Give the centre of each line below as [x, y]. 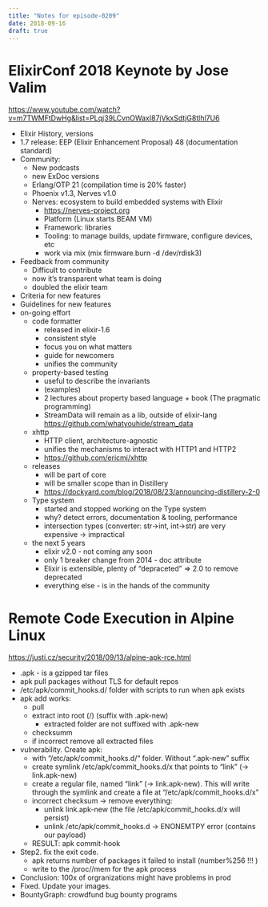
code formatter [56, 321]
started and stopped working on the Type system [125, 509]
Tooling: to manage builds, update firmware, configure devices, [148, 236]
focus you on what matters [88, 347]
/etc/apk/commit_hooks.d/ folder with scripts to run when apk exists [132, 690]
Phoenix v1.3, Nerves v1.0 [74, 193]
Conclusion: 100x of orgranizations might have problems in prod [126, 878]
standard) [36, 151]
